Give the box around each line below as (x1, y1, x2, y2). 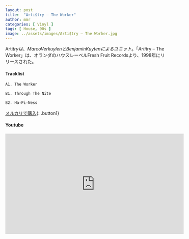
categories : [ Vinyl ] (5, 21, 53, 27)
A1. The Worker (5, 82, 38, 87)
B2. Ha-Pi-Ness (5, 100, 38, 105)
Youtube (5, 122, 24, 128)
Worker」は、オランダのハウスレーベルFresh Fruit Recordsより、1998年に (5, 52, 160, 58)
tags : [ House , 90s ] (5, 26, 51, 32)
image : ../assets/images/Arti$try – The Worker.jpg (5, 31, 117, 36)
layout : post (5, 7, 33, 13)
